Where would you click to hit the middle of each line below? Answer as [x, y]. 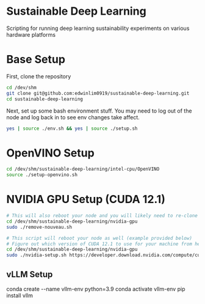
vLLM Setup [30, 274]
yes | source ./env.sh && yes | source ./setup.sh [72, 128]
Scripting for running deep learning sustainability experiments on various [98, 28]
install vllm [20, 295]
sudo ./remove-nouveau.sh [39, 227]
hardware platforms [31, 34]
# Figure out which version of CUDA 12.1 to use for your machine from [99, 244]
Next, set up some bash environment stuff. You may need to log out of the [99, 111]
